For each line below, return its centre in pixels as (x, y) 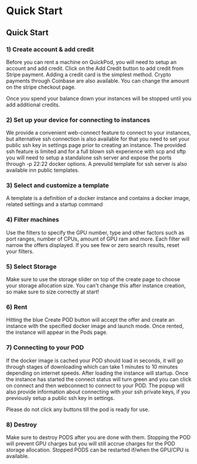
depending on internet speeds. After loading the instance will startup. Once (97, 373)
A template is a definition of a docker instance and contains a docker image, (98, 198)
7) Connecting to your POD (45, 348)
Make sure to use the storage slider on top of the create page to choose (93, 279)
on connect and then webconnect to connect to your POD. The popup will (95, 385)
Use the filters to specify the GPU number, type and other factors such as (95, 232)
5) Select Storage (31, 266)
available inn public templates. (43, 170)
